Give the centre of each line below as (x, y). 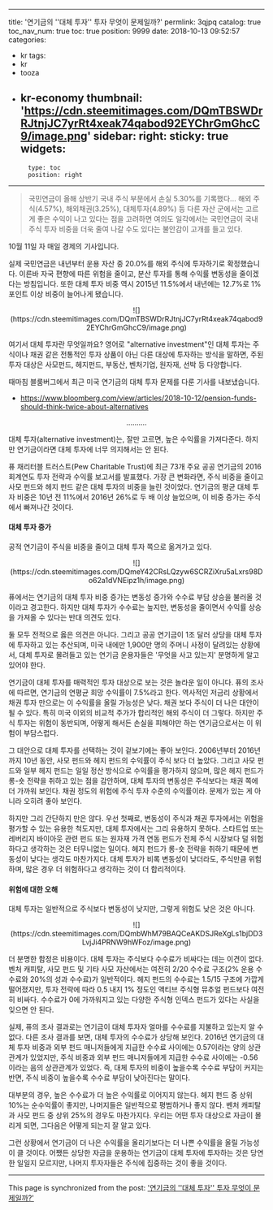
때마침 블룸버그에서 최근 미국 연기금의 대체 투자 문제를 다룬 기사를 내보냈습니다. (134, 382)
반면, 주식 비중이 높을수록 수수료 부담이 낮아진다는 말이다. (100, 1078)
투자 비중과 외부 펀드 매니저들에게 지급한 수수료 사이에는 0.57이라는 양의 (131, 1048)
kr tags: (33, 55)
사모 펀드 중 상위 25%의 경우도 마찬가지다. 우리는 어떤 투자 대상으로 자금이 (135, 1115)
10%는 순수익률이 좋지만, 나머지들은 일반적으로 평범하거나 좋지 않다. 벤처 (124, 1105)
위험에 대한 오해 (33, 889)
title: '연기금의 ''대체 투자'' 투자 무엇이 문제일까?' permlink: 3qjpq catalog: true (135, 22)
